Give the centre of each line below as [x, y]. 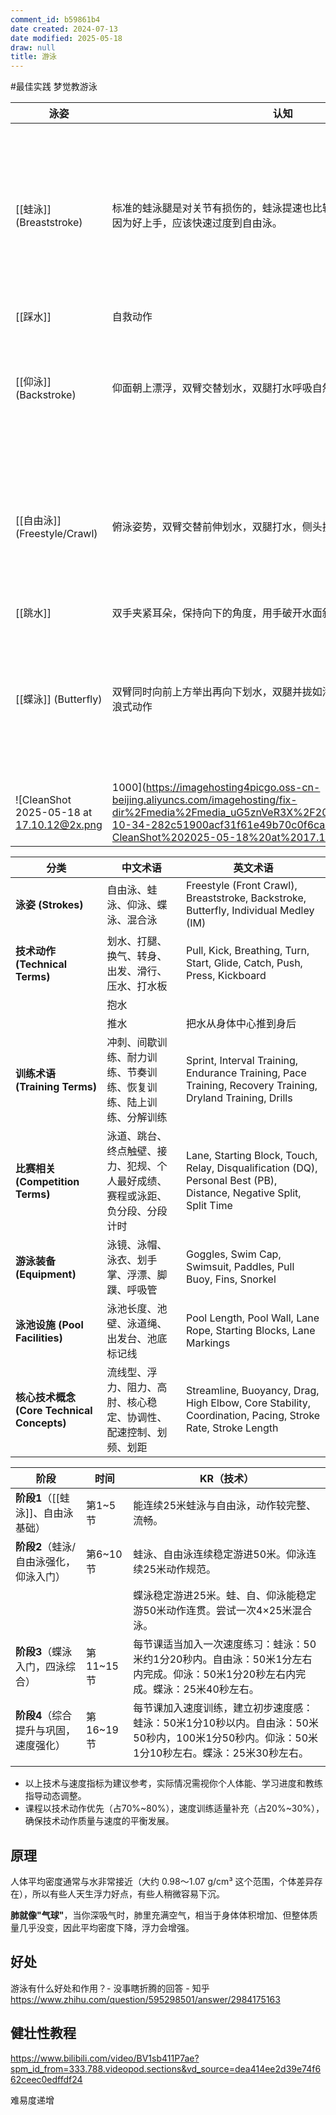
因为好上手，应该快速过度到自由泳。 [197, 223]
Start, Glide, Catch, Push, [244, 963]
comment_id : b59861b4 [55, 19]
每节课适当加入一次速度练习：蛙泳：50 [225, 1644]
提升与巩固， [46, 1731]
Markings [208, 1343]
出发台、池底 [137, 1339]
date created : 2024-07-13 [64, 29]
